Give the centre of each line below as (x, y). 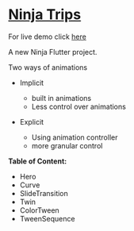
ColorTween (39, 210)
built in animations (61, 98)
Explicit (32, 121)
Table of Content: (38, 161)
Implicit (32, 83)
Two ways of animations (48, 67)
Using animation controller (75, 137)
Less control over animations (79, 106)
